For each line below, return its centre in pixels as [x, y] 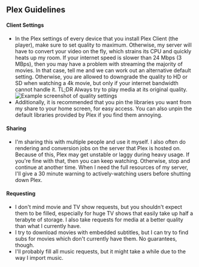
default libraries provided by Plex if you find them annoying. [89, 115]
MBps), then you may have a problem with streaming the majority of [99, 64]
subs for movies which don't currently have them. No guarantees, [96, 239]
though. [25, 245]
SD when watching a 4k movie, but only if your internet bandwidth [97, 83]
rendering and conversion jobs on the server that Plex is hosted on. [98, 148]
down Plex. [29, 180]
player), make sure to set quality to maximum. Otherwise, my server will [103, 45]
